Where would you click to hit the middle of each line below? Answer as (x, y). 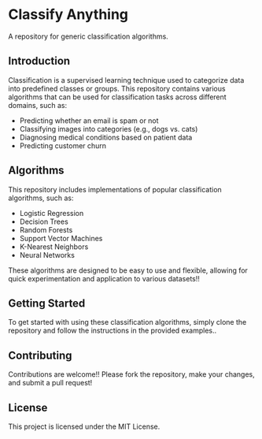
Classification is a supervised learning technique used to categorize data (126, 80)
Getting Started (47, 303)
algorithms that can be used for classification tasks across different (117, 97)
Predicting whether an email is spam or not (89, 121)
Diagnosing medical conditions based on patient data (106, 137)
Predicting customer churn (63, 145)
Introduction (39, 61)
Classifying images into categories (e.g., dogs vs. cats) (109, 128)
